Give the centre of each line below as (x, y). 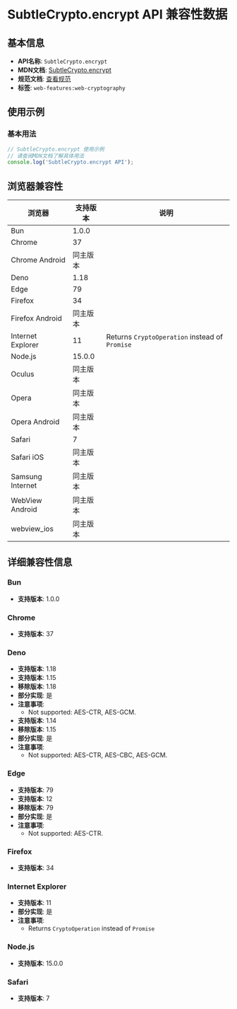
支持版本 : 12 (35, 798)
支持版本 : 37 (36, 634)
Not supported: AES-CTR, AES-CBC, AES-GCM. (98, 755)
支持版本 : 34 (36, 868)
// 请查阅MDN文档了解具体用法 (46, 156)
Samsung (26, 477)
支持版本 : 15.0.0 (40, 963)
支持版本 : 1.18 (37, 669)
